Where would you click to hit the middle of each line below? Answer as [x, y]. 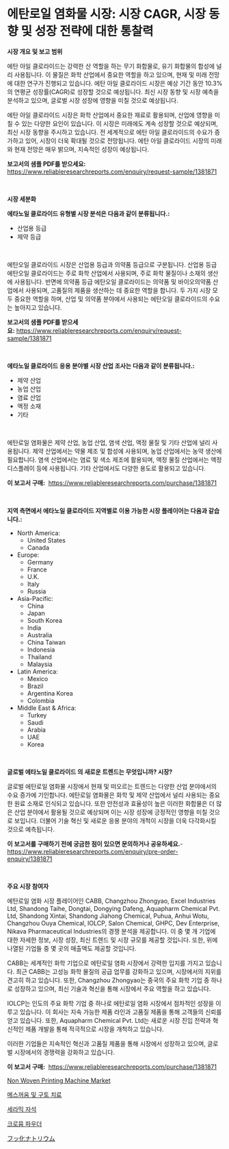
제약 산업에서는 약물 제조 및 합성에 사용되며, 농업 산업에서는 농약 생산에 [127, 451]
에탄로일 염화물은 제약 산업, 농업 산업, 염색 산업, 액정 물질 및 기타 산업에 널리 [109, 442]
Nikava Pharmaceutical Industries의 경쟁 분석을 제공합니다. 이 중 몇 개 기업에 [111, 931]
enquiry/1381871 [30, 859]
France [37, 569]
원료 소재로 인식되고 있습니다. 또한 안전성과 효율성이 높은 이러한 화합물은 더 [114, 803]
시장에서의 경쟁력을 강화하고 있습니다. [64, 1052]
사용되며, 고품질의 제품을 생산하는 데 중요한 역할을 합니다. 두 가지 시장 [118, 290]
